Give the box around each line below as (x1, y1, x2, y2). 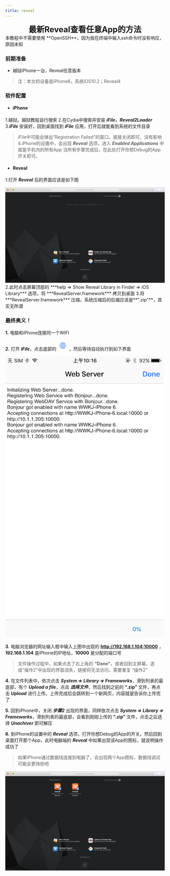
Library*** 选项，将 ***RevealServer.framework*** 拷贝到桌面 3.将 (5, 290, 145, 296)
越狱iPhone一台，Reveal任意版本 (12, 67, 81, 73)
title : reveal (5, 8, 35, 13)
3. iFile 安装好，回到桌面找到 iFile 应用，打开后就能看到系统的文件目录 (5, 123, 150, 129)
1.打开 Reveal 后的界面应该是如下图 (5, 177, 79, 183)
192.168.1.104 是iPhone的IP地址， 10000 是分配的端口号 (5, 650, 121, 656)
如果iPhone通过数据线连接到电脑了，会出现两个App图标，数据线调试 (17, 754, 161, 760)
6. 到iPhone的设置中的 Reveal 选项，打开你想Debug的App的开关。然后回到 (5, 731, 162, 737)
